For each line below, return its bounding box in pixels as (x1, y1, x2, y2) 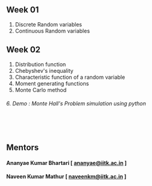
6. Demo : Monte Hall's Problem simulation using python (6, 100, 147, 107)
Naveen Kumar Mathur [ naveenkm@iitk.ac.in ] (6, 173, 127, 180)
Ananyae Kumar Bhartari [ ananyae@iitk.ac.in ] (6, 159, 127, 166)
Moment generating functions (14, 79, 89, 87)
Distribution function (14, 60, 66, 68)
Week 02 (6, 45, 41, 55)
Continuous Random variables (14, 27, 90, 34)
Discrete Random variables (14, 20, 83, 28)
